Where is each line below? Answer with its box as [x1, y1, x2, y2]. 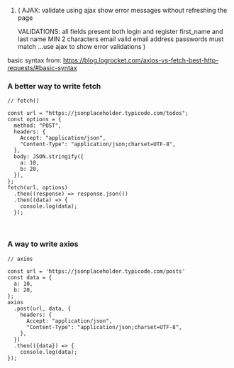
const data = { [7, 274, 52, 281]
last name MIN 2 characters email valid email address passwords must [17, 35, 224, 43]
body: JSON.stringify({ [13, 153, 84, 160]
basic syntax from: [7, 56, 62, 65]
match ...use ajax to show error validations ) [17, 43, 146, 50]
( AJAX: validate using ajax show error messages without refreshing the [17, 6, 228, 14]
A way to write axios [7, 239, 79, 249]
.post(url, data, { [13, 305, 72, 312]
